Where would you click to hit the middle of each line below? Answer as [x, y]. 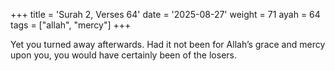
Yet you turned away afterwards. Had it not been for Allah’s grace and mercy [168, 44]
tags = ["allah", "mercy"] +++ [71, 25]
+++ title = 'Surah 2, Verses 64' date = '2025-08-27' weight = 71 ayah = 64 [165, 14]
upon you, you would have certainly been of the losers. [123, 55]
